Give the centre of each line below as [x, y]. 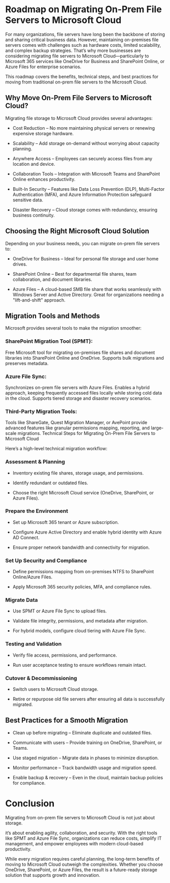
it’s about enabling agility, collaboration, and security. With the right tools [81, 833]
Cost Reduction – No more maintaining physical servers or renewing [84, 128]
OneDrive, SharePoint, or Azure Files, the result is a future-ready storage [81, 870]
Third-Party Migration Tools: [41, 411]
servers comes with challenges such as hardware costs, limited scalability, [83, 45]
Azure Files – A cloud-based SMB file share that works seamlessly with [87, 289]
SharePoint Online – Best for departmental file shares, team [75, 274]
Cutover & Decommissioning [41, 678]
